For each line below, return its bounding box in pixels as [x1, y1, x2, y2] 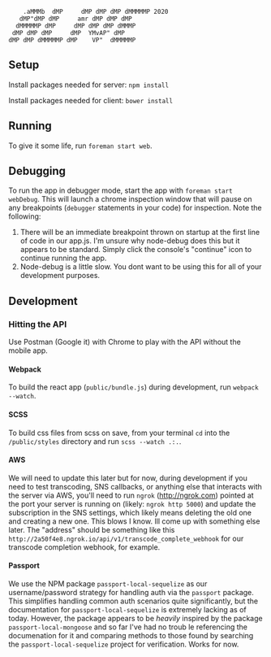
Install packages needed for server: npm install [8, 80, 169, 89]
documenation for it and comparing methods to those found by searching [8, 630, 254, 640]
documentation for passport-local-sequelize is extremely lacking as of [8, 604, 247, 614]
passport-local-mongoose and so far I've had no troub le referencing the [8, 622, 247, 632]
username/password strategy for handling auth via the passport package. [8, 587, 254, 597]
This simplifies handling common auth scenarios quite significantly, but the [8, 596, 259, 606]
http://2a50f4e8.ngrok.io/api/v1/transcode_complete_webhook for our [8, 533, 244, 543]
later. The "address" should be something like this [8, 524, 175, 534]
